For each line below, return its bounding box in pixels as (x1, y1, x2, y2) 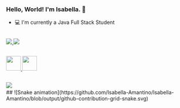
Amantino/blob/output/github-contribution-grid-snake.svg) (6, 95, 148, 102)
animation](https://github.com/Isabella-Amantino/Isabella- (33, 89, 174, 96)
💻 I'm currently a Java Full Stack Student (14, 19, 115, 26)
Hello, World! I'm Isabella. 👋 (6, 5, 86, 13)
